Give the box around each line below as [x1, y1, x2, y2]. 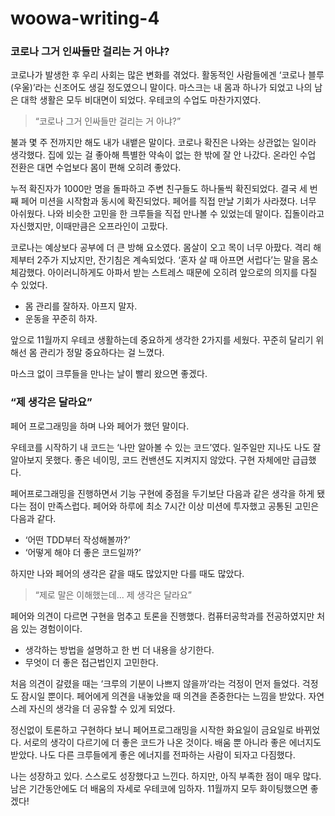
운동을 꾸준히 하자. [24, 313, 98, 325]
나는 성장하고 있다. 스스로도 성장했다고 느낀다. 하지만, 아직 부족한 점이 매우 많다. [10, 770, 322, 782]
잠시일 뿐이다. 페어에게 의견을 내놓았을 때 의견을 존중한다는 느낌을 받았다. [20, 690, 307, 702]
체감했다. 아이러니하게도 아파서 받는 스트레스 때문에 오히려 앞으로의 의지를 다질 [10, 267, 318, 279]
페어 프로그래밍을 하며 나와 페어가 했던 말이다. [10, 420, 190, 432]
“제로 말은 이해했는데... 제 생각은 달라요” [34, 588, 192, 601]
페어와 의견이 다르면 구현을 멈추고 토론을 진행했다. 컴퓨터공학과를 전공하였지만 [10, 610, 315, 622]
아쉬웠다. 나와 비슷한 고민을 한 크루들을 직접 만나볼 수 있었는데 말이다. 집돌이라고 [10, 208, 325, 220]
